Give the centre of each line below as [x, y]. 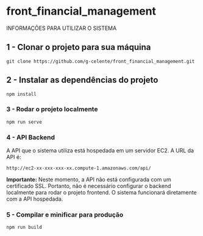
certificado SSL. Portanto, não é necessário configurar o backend [89, 186]
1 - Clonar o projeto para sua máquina [79, 47]
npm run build [24, 227]
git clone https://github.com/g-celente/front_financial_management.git [101, 61]
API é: [14, 157]
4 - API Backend [31, 137]
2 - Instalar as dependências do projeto [82, 80]
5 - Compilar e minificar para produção [65, 215]
